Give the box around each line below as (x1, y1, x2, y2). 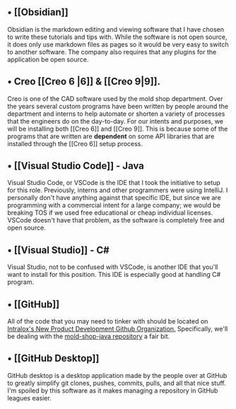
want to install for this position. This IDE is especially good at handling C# (7, 271, 221, 279)
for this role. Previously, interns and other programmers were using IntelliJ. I (7, 186, 228, 194)
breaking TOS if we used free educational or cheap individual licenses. (7, 208, 213, 217)
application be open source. (7, 55, 89, 64)
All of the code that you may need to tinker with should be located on (7, 317, 208, 326)
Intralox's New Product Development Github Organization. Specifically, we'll (7, 325, 228, 333)
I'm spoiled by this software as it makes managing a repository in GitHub (7, 386, 218, 395)
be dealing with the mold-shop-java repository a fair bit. (7, 332, 170, 340)
